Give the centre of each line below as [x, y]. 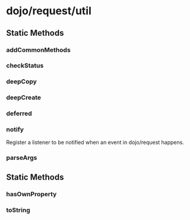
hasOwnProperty [31, 194]
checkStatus [25, 65]
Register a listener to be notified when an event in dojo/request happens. [95, 142]
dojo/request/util [49, 11]
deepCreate [24, 98]
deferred [19, 114]
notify [15, 130]
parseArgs [22, 158]
